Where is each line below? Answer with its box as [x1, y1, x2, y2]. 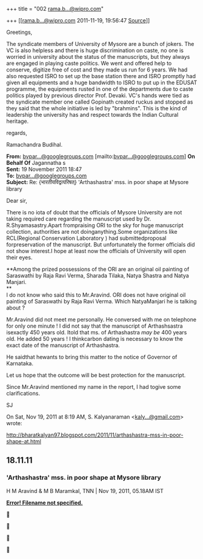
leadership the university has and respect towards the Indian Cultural [6, 111, 179, 118]
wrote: [6, 420, 22, 426]
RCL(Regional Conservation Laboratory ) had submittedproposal [6, 234, 167, 242]
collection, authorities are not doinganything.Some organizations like [6, 228, 178, 235]
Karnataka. [6, 360, 33, 367]
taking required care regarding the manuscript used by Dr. [6, 215, 151, 222]
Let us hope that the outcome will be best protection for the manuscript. [6, 372, 186, 379]
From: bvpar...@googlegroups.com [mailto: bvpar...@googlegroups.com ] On [6, 153, 196, 160]
